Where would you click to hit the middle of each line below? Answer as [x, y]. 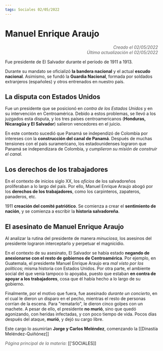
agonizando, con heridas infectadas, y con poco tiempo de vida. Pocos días [81, 314]
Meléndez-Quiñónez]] [27, 334]
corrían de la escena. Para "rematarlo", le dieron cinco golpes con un [74, 304]
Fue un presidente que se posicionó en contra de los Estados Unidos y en [79, 109]
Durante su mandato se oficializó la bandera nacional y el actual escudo [78, 71]
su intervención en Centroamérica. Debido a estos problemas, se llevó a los [81, 114]
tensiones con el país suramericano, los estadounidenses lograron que [76, 144]
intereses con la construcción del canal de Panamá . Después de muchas [79, 139]
